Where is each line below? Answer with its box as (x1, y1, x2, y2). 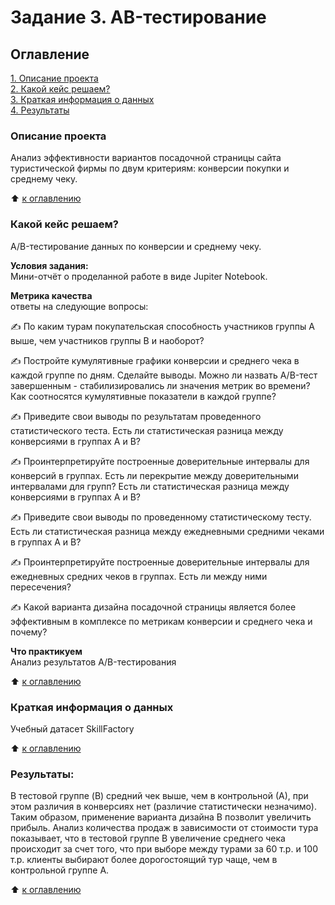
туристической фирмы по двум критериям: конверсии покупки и (10, 162, 290, 175)
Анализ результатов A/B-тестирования (10, 656, 177, 668)
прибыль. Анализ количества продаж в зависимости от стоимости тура (10, 822, 319, 834)
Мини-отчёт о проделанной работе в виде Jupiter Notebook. (10, 270, 268, 282)
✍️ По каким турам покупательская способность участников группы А (10, 320, 315, 332)
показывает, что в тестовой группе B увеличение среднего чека (10, 832, 286, 845)
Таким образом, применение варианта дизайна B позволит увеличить (10, 811, 312, 823)
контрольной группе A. (10, 864, 110, 876)
